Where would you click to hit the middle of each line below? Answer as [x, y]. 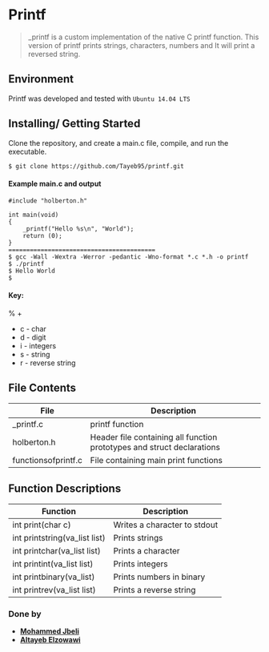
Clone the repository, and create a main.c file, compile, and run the [118, 143]
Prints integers [141, 564]
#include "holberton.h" [48, 201]
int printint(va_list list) [53, 564]
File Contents [42, 388]
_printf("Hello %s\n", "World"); [78, 229]
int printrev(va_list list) [54, 590]
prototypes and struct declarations [155, 447]
